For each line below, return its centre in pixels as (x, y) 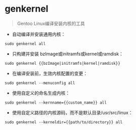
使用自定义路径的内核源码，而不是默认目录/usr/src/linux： (72, 112)
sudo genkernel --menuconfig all (40, 83)
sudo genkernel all (25, 44)
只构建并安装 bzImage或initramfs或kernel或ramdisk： (68, 54)
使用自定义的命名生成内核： (41, 93)
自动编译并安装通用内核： (39, 34)
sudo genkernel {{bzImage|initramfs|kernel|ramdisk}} (63, 63)
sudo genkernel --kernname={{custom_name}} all (56, 102)
